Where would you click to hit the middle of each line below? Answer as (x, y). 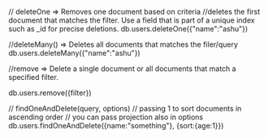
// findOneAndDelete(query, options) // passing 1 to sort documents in (125, 109)
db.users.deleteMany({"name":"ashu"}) (74, 53)
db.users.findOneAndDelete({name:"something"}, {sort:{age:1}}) (116, 125)
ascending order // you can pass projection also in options (106, 117)
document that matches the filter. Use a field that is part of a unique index (132, 20)
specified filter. (33, 77)
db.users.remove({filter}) (50, 93)
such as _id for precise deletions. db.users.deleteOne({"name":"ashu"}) (128, 29)
